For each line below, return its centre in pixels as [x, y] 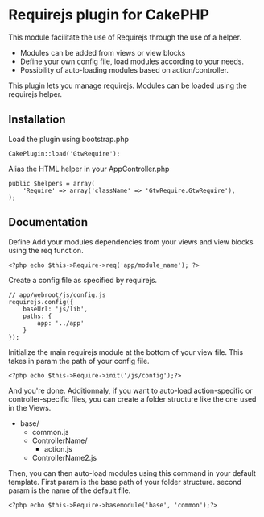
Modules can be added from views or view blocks [103, 52]
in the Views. [30, 407]
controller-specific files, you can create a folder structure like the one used [132, 399]
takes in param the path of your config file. [79, 361]
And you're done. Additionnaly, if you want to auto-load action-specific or [130, 390]
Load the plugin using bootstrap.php [68, 139]
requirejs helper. [35, 94]
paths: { [37, 316]
